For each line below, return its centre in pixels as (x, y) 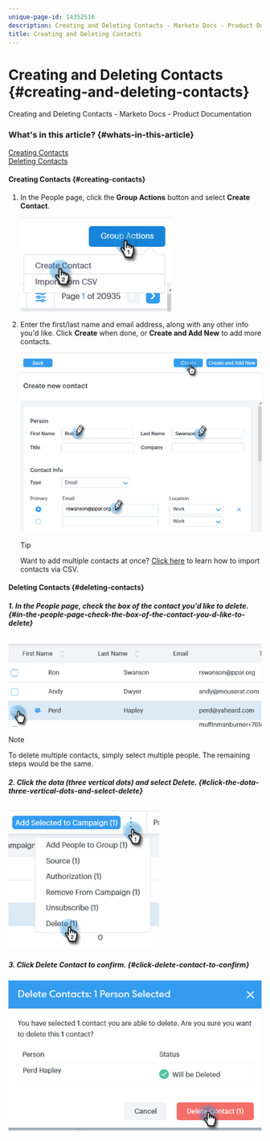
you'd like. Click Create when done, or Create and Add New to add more (141, 333)
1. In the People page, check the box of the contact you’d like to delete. (129, 605)
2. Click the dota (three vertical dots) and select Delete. (103, 782)
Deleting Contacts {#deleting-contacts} (76, 588)
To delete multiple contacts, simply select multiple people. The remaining (129, 755)
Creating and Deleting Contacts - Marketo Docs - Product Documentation (130, 114)
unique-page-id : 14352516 (51, 17)
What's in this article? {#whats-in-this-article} (101, 135)
